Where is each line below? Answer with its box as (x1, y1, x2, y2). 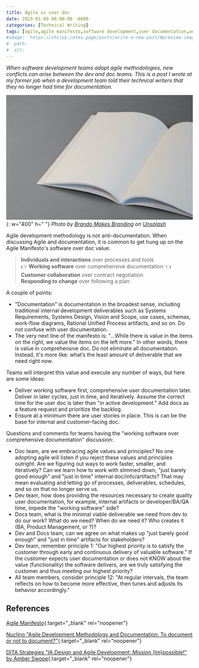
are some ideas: (6, 375, 46, 382)
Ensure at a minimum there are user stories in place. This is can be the (14, 411, 187, 419)
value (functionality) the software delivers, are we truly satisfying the (14, 561, 183, 568)
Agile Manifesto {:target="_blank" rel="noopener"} (6, 619, 129, 626)
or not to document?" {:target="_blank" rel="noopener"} (6, 637, 142, 644)
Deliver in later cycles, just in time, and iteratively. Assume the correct (14, 392, 185, 400)
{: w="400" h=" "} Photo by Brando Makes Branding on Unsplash (6, 220, 166, 227)
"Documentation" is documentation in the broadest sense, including (14, 300, 181, 308)
